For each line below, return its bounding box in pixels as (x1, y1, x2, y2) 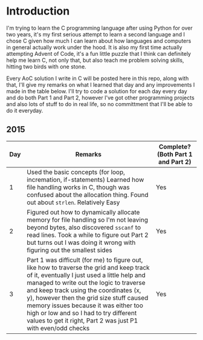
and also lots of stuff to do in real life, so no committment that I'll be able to (6, 100, 193, 107)
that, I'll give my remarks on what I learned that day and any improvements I (6, 81, 195, 88)
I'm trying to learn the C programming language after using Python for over (6, 24, 193, 32)
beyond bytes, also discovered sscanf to (27, 223, 141, 232)
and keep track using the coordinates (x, (27, 286, 141, 295)
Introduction (6, 4, 70, 18)
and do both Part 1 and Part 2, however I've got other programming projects (6, 94, 195, 101)
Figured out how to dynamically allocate (27, 208, 140, 216)
